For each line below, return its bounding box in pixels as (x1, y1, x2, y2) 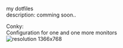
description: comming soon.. (6, 11, 76, 18)
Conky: (6, 23, 24, 30)
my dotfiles (6, 5, 34, 12)
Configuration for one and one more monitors (6, 29, 118, 36)
